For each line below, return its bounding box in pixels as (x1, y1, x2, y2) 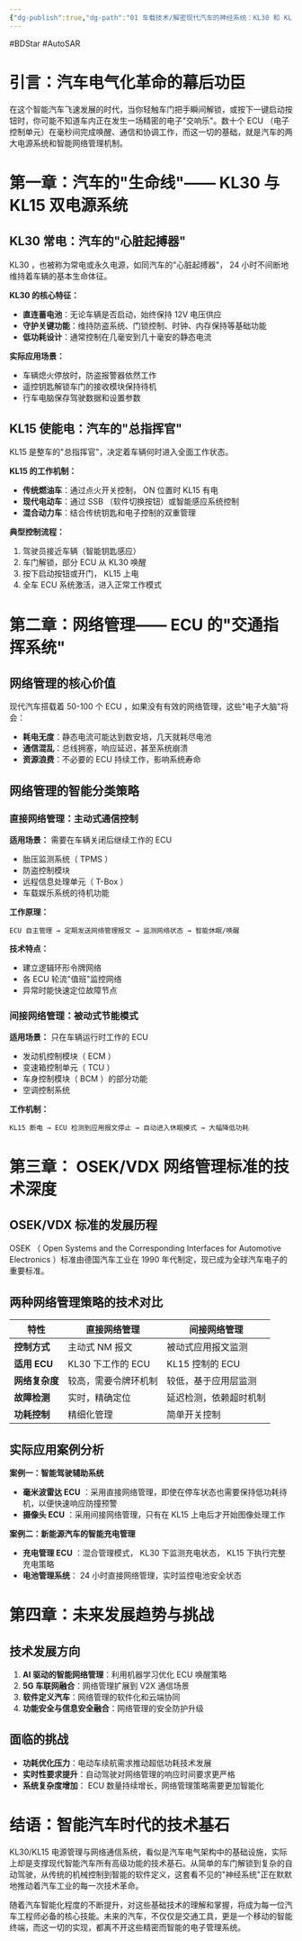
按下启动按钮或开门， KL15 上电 (22, 569, 139, 579)
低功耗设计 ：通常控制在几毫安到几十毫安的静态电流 (22, 331, 212, 342)
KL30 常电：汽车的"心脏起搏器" (9, 233, 186, 249)
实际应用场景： (9, 351, 65, 361)
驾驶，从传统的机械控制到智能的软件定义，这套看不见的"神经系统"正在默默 (16, 1869, 293, 1880)
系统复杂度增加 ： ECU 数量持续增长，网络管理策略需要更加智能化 (22, 1780, 264, 1791)
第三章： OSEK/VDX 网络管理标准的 (9, 1156, 274, 1177)
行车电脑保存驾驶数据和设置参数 (22, 392, 141, 403)
